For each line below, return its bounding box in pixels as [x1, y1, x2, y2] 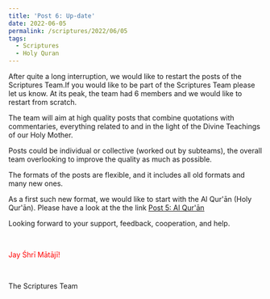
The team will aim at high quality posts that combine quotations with [8, 113, 235, 122]
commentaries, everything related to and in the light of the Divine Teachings [8, 122, 260, 131]
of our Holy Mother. [8, 130, 73, 140]
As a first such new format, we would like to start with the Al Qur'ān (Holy [8, 195, 252, 204]
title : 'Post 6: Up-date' [8, 11, 95, 20]
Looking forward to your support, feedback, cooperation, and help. [8, 219, 231, 228]
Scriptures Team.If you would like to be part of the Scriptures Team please [8, 80, 255, 90]
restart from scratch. [8, 98, 77, 107]
